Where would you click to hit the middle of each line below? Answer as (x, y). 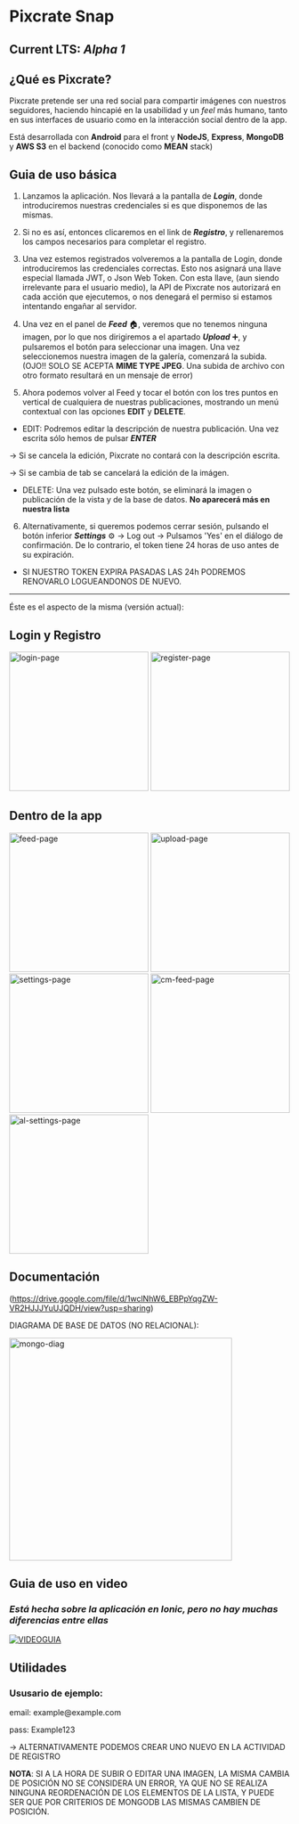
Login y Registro (55, 635)
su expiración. (48, 555)
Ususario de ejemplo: (57, 1693)
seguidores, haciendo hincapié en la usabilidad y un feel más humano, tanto (148, 110)
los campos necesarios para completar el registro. (114, 241)
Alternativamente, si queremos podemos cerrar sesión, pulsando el (145, 527)
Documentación (55, 1277)
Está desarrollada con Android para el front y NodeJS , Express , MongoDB (147, 137)
